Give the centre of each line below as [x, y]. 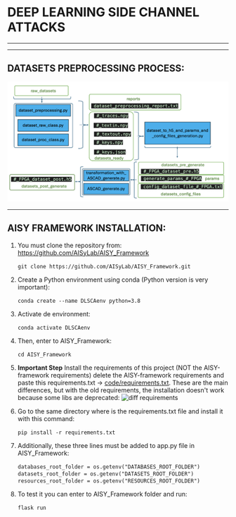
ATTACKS [36, 27]
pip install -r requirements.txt [66, 432]
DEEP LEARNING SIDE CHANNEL [104, 12]
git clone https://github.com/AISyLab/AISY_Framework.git [104, 266]
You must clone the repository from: [70, 245]
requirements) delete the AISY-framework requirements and [137, 375]
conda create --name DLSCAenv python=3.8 [79, 301]
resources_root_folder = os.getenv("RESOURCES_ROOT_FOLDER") [109, 481]
